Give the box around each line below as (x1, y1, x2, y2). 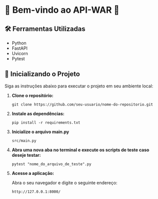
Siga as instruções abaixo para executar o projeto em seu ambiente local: (4, 83, 154, 89)
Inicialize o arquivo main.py (11, 129, 69, 135)
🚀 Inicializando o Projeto (4, 70, 80, 78)
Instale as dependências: (11, 111, 64, 116)
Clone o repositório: (11, 92, 54, 98)
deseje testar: (11, 152, 41, 158)
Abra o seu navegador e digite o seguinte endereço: (11, 179, 118, 186)
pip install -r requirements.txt (11, 120, 81, 125)
